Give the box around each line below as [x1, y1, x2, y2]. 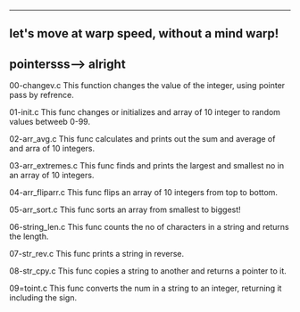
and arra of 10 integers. [9, 144, 96, 154]
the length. [9, 231, 49, 242]
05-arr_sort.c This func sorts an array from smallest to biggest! [9, 204, 241, 215]
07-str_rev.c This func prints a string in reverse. [9, 249, 185, 259]
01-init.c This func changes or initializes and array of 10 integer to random [9, 107, 281, 118]
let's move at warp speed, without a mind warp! [9, 26, 279, 41]
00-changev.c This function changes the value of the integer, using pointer [9, 80, 286, 91]
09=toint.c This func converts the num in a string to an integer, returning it [9, 283, 282, 294]
